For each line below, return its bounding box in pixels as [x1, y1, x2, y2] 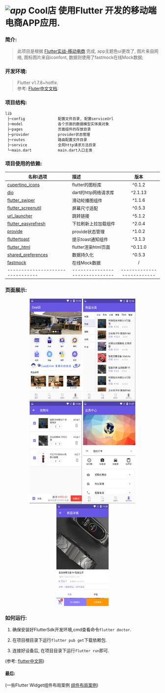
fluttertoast [7, 236, 30, 242]
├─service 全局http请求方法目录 [7, 143, 96, 148]
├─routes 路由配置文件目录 [7, 137, 87, 143]
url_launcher [7, 213, 33, 219]
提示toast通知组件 [72, 236, 109, 242]
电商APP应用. [5, 17, 60, 29]
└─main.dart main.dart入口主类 [7, 148, 92, 153]
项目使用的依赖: [5, 160, 42, 167]
